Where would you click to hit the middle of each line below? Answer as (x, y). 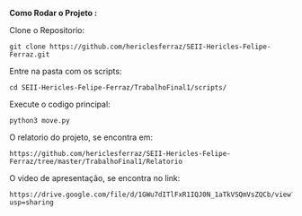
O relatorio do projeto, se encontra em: (81, 137)
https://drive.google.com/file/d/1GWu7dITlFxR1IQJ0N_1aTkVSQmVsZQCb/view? (152, 194)
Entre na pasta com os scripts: (66, 71)
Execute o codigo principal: (60, 104)
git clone (28, 47)
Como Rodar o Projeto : (53, 13)
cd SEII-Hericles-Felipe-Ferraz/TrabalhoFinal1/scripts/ (118, 88)
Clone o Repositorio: (47, 30)
